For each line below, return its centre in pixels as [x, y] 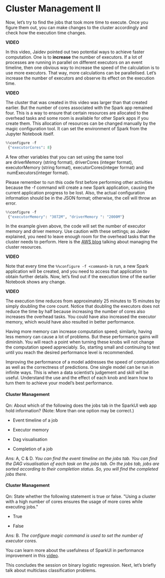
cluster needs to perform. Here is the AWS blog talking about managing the [82, 242]
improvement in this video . [32, 555]
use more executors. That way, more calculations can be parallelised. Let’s [81, 72]
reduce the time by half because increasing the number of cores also [75, 312]
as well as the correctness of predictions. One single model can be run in [80, 367]
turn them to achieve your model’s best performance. [59, 383]
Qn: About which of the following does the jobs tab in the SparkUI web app [81, 405]
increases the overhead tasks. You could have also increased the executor [81, 317]
